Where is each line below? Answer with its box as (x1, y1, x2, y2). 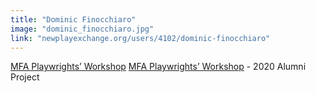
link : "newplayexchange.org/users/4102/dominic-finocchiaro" (10, 33, 271, 43)
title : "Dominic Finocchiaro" (10, 14, 137, 25)
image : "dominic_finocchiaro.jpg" (10, 24, 155, 34)
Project (10, 71, 40, 83)
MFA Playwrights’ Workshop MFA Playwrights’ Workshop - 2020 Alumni (10, 61, 307, 73)
